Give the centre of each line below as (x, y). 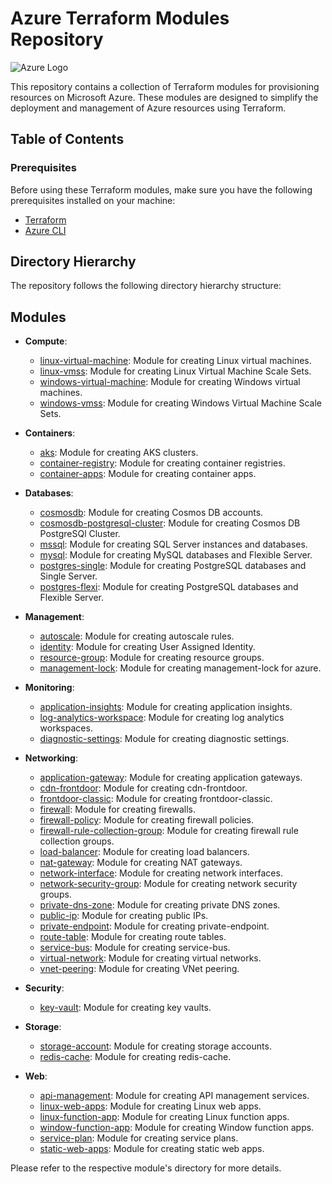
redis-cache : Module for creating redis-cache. (135, 1057)
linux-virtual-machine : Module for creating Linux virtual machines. (175, 361)
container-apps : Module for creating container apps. (148, 474)
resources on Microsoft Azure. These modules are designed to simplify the (164, 97)
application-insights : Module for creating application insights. (166, 707)
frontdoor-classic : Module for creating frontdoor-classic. (156, 799)
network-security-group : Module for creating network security (168, 884)
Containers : (50, 433)
